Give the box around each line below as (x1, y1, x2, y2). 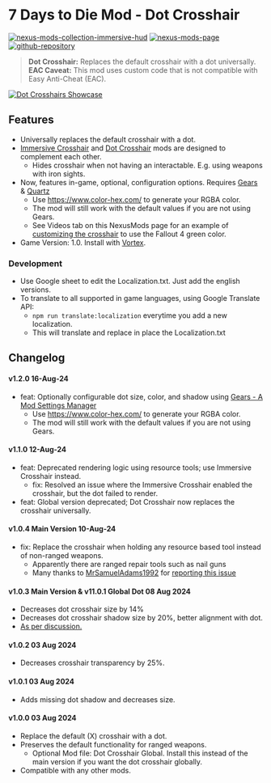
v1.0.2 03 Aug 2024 (8, 640, 77, 650)
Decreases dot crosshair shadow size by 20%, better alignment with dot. (19, 613, 263, 623)
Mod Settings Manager (19, 400, 97, 410)
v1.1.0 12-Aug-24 (8, 445, 67, 455)
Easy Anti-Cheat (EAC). (28, 74, 107, 83)
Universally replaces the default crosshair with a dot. (19, 134, 197, 144)
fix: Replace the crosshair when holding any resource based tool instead (19, 542, 261, 552)
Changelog (8, 351, 66, 365)
